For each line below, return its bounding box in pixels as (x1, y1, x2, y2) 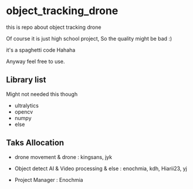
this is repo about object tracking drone (6, 24, 101, 31)
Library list (6, 75, 46, 85)
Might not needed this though (6, 90, 78, 98)
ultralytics (14, 102, 39, 109)
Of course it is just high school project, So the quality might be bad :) (6, 35, 172, 42)
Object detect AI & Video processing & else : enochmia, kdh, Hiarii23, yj (14, 165, 188, 172)
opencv (14, 108, 33, 115)
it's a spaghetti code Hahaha (6, 46, 76, 54)
